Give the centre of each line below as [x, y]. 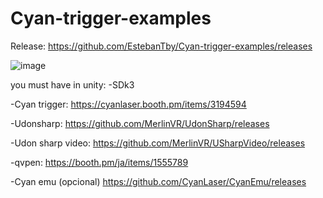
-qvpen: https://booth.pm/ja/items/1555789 [99, 162]
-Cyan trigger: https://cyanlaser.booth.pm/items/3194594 [128, 104]
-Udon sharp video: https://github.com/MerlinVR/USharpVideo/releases [158, 143]
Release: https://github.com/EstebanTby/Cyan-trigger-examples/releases [161, 46]
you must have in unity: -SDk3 [72, 84]
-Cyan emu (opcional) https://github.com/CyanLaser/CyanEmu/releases [158, 181]
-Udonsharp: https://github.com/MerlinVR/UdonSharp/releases [140, 123]
